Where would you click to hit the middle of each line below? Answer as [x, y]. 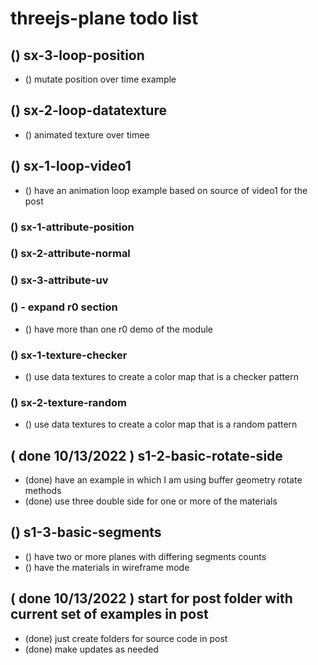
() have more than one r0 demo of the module [118, 329]
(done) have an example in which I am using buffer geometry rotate [163, 480]
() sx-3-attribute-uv [59, 280]
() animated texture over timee [87, 134]
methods [43, 491]
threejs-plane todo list [104, 18]
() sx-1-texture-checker [69, 355]
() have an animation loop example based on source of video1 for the [166, 190]
